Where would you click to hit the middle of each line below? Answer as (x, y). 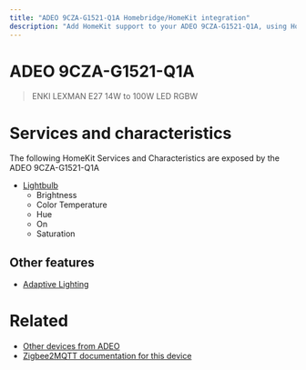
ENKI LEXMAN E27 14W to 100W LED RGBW (115, 96)
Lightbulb (41, 185)
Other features (52, 262)
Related (39, 321)
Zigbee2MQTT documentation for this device (107, 356)
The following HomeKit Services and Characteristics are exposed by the (145, 158)
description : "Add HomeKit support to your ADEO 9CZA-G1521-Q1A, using (148, 26)
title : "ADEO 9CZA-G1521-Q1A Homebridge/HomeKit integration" (130, 18)
